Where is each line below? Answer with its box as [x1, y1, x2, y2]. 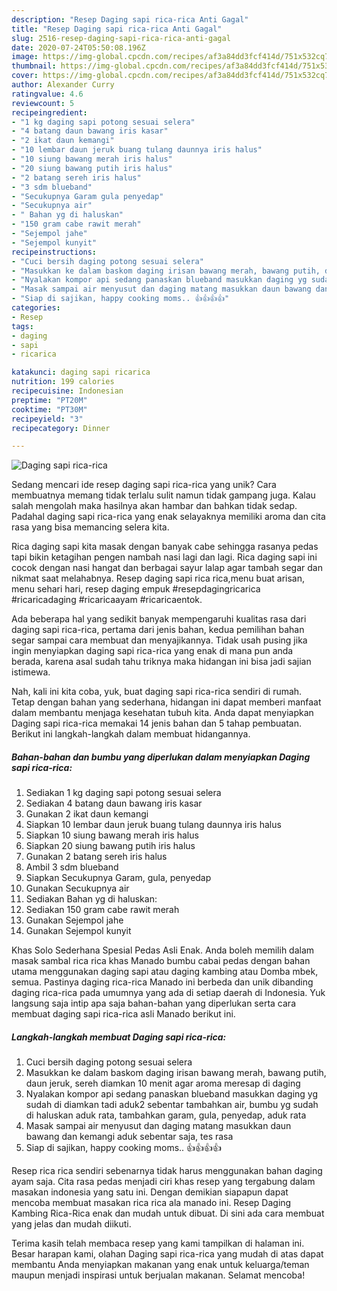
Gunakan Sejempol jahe [25, 914, 124, 926]
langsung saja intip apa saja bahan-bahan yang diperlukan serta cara [11, 997, 296, 1010]
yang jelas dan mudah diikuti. [11, 1218, 132, 1230]
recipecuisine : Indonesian [11, 386, 124, 396]
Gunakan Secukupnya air [25, 882, 130, 895]
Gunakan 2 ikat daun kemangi [25, 808, 149, 820]
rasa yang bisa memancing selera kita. [11, 521, 170, 533]
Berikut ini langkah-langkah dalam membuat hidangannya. [11, 728, 251, 740]
